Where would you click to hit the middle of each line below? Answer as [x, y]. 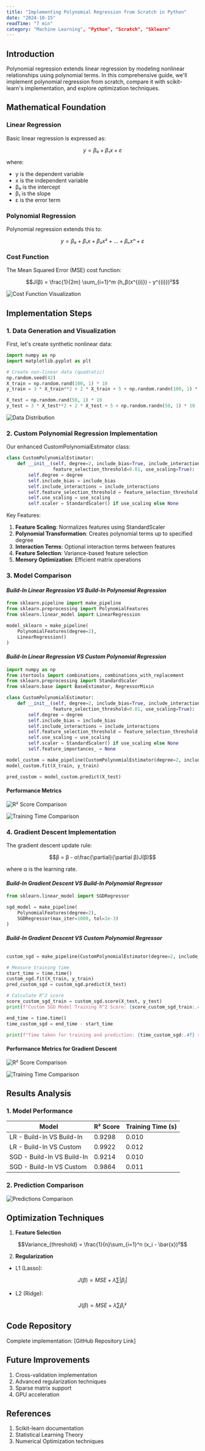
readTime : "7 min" [30, 23]
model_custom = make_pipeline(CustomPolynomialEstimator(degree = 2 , [94, 760]
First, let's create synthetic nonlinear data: [59, 344]
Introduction [31, 54]
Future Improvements [48, 1360]
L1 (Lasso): [29, 1268]
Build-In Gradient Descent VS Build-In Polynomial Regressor [85, 883]
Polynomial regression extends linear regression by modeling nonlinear [95, 69]
